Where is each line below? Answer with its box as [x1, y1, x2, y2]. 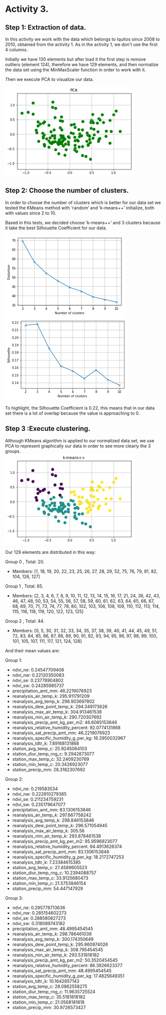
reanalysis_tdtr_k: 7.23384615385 [12, 859, 81, 865]
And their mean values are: [5, 647, 60, 653]
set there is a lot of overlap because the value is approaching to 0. [5, 410, 140, 416]
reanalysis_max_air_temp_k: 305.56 [12, 828, 85, 834]
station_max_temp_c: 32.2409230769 [12, 756, 90, 762]
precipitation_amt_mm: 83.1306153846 [12, 806, 91, 812]
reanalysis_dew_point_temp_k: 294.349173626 [12, 703, 108, 710]
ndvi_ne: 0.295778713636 [12, 904, 66, 910]
